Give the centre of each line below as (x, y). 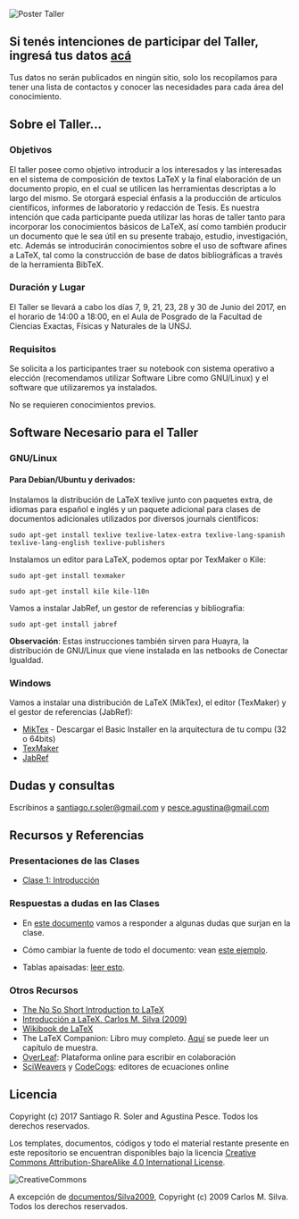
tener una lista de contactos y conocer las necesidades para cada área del (146, 87)
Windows (30, 683)
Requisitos (33, 349)
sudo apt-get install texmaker (67, 576)
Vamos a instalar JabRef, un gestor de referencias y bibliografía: (127, 608)
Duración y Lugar (47, 288)
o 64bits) (39, 738)
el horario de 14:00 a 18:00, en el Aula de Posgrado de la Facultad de (136, 316)
